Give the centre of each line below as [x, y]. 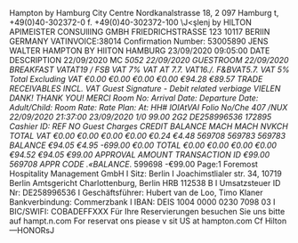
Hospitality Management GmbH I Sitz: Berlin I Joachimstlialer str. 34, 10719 [145, 174]
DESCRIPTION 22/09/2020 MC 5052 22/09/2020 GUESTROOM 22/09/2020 [149, 60]
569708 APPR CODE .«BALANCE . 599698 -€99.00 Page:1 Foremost [133, 164]
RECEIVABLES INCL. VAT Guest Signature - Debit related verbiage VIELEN [145, 89]
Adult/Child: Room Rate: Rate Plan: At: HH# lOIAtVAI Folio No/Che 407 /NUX [149, 107]
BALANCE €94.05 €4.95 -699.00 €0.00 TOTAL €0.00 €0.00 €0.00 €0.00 [143, 145]
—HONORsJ [32, 230]
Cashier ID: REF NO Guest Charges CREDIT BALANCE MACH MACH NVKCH [149, 126]
